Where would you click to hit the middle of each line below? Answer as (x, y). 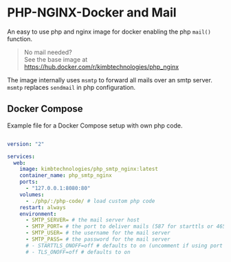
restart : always (43, 207)
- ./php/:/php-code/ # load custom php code (90, 201)
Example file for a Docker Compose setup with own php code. (95, 126)
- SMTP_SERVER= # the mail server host (82, 220)
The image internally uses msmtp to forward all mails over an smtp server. (110, 80)
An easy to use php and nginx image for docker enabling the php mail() (109, 32)
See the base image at (56, 59)
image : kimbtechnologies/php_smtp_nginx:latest (89, 169)
